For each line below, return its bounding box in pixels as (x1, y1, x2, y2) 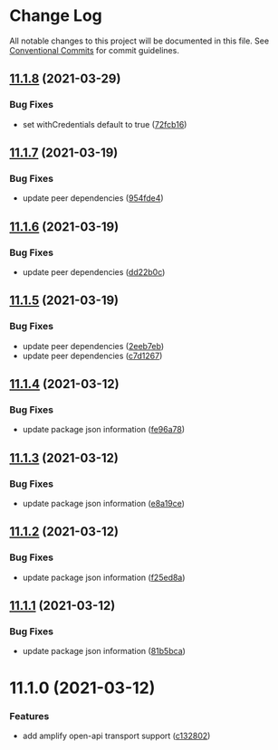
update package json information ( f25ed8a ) (22, 572, 186, 583)
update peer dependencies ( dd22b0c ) (22, 267, 166, 277)
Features (9, 709, 50, 722)
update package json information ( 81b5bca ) (22, 646, 186, 657)
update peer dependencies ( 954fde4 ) (22, 193, 165, 204)
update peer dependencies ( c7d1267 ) (22, 350, 163, 361)
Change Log (9, 5, 102, 26)
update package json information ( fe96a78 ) (22, 424, 186, 435)
